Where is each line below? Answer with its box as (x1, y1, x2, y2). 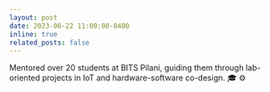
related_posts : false (9, 38, 90, 47)
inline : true (9, 29, 58, 38)
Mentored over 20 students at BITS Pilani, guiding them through (9, 63, 244, 73)
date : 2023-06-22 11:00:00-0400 (9, 21, 130, 30)
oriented (9, 72, 40, 83)
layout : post (9, 13, 58, 22)
